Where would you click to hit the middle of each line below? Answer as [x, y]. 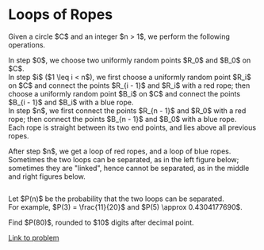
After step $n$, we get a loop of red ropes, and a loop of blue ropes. [120, 151]
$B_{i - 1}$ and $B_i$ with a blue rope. [71, 102]
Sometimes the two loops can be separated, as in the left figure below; [124, 159]
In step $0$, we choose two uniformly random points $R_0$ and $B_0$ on [130, 60]
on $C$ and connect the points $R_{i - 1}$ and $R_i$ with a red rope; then [129, 85]
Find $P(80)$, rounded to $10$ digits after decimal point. [101, 222]
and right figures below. [47, 176]
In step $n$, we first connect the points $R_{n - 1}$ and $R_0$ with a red [127, 110]
